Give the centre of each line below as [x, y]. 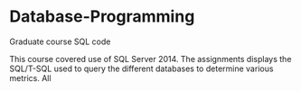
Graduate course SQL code [60, 41]
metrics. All [30, 77]
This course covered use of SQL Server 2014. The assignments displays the [150, 59]
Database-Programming [102, 17]
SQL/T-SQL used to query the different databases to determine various [141, 68]
